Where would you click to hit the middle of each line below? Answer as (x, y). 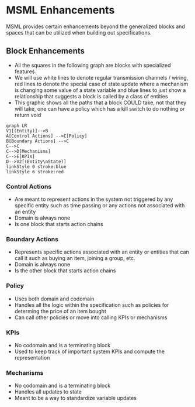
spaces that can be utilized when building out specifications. (79, 32)
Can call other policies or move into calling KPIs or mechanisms (91, 317)
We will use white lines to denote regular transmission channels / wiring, (101, 77)
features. (25, 71)
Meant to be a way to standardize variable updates (76, 398)
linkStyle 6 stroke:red (35, 172)
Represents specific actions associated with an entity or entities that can (102, 252)
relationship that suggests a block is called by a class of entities (91, 96)
